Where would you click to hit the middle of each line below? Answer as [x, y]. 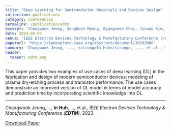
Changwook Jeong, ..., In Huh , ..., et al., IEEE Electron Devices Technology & [85, 108]
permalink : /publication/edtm [37, 24]
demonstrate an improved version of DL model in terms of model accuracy [83, 88]
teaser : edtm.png [28, 57]
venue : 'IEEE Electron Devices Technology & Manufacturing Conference [82, 39]
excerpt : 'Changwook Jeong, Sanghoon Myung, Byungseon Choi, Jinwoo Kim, [85, 29]
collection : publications [33, 15]
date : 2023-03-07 [24, 34]
